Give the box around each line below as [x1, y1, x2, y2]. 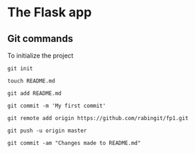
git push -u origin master [7, 127, 87, 134]
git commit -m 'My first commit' [7, 102, 106, 109]
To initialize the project [7, 51, 74, 60]
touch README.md [7, 77, 55, 84]
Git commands [7, 33, 73, 45]
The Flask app [7, 4, 92, 21]
